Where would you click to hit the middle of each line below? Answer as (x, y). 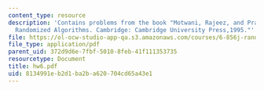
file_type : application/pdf (54, 45)
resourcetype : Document (47, 59)
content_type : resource (47, 15)
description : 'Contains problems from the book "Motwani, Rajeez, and (126, 23)
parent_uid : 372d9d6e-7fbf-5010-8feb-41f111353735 (93, 52)
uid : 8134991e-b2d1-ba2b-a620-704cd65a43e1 (81, 74)
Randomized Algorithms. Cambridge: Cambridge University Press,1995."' (135, 30)
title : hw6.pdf (33, 67)
